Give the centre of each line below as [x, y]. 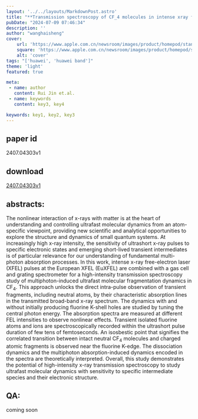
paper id [22, 139]
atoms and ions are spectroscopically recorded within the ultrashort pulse [96, 326]
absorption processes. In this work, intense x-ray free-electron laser [107, 262]
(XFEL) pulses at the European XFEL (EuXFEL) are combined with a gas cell [98, 268]
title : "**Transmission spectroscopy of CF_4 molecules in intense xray [97, 17]
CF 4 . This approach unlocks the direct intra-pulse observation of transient [96, 287]
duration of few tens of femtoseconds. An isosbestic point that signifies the [98, 332]
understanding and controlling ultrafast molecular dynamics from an [89, 224]
